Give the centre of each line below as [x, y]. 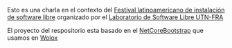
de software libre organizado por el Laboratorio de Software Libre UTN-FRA [115, 17]
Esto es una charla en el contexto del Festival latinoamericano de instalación [116, 10]
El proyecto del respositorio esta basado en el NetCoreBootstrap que [106, 31]
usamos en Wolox [33, 38]
